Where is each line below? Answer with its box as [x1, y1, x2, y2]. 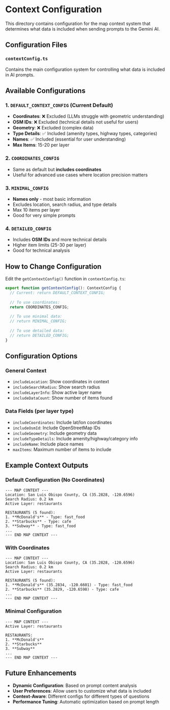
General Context [5, 367, 47, 374]
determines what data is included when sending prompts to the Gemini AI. [5, 25, 160, 32]
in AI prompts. [5, 71, 35, 77]
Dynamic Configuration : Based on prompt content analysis [12, 682, 137, 689]
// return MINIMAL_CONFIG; [10, 319, 67, 324]
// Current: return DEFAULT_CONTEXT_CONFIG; [10, 290, 106, 295]
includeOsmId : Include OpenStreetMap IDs [12, 425, 100, 431]
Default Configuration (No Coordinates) [5, 476, 105, 483]
